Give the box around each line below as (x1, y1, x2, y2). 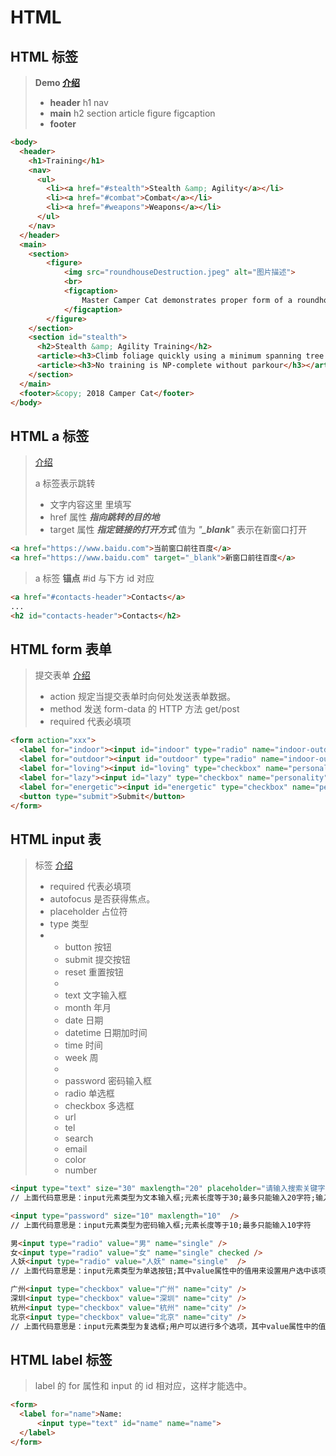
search (64, 1132, 94, 1145)
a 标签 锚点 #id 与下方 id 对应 (34, 572, 155, 584)
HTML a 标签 (10, 427, 90, 445)
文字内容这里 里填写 (49, 499, 132, 511)
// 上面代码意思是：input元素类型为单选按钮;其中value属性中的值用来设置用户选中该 (10, 1266, 319, 1276)
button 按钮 (64, 941, 112, 953)
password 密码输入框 (64, 1075, 152, 1087)
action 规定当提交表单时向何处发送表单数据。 (49, 691, 237, 703)
